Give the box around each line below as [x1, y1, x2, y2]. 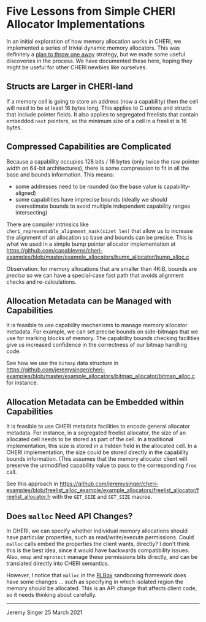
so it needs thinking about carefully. [6, 591, 97, 598]
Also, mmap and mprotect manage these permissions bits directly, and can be [6, 553, 198, 560]
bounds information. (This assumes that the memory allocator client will [6, 455, 188, 463]
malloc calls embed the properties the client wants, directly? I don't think [6, 540, 190, 547]
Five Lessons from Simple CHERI [6, 4, 176, 18]
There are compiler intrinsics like [6, 221, 89, 228]
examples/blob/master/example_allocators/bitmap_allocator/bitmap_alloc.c [6, 373, 195, 380]
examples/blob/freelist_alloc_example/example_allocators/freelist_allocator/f [6, 487, 199, 494]
